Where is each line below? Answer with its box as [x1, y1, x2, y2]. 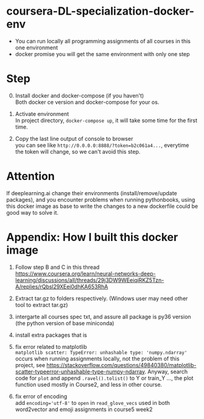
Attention [6, 170, 55, 184]
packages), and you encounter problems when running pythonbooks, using [6, 196, 195, 203]
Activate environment [15, 110, 69, 117]
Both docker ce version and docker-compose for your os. [15, 98, 160, 106]
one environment [15, 44, 58, 51]
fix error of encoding [15, 392, 68, 400]
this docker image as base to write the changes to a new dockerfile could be [6, 202, 199, 210]
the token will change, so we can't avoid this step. [15, 148, 141, 155]
